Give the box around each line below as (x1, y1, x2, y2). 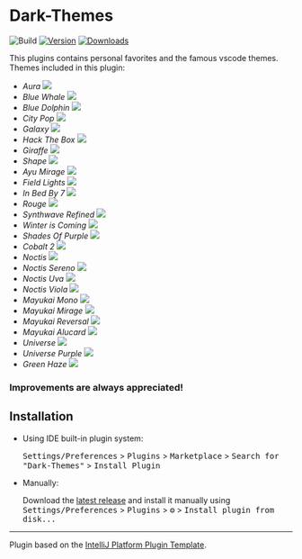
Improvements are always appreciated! (9, 381, 184, 393)
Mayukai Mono (22, 294, 79, 305)
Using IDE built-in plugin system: (22, 433, 144, 444)
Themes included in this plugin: (9, 62, 126, 73)
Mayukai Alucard (22, 326, 86, 338)
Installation (9, 409, 74, 424)
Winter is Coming (22, 220, 87, 230)
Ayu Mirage (22, 166, 66, 176)
